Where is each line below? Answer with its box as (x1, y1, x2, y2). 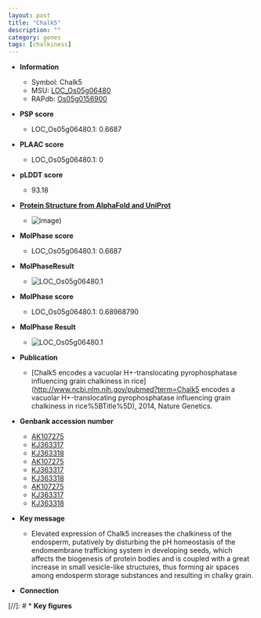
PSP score (19, 109, 54, 119)
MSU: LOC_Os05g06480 (31, 86, 111, 95)
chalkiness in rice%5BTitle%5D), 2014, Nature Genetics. (31, 401, 213, 411)
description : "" (8, 26, 61, 34)
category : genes (8, 33, 61, 42)
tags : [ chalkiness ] (8, 41, 72, 49)
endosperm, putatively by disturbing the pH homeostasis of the (31, 537, 236, 547)
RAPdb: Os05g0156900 (31, 94, 107, 104)
